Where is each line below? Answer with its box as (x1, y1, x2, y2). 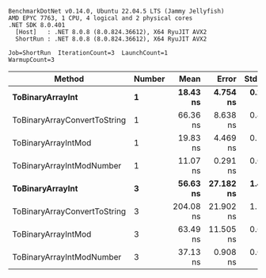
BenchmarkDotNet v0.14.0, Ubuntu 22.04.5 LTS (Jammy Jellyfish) (8, 7, 225, 15)
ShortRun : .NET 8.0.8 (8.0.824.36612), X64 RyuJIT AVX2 (15, 35, 207, 43)
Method (54, 73, 85, 84)
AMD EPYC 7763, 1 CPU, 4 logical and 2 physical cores (8, 14, 193, 22)
